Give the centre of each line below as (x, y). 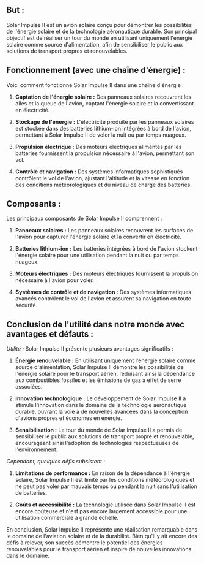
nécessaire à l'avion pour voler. (54, 280)
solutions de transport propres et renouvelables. (67, 51)
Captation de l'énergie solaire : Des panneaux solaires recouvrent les (103, 97)
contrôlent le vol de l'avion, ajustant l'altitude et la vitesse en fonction (102, 178)
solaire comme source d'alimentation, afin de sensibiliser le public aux (95, 44)
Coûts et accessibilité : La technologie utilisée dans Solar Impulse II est (105, 505)
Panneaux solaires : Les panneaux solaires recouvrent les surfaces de (104, 231)
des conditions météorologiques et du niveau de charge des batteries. (104, 185)
